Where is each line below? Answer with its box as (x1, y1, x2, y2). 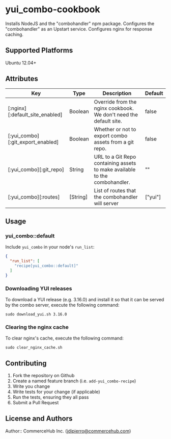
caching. (5, 31, 24, 37)
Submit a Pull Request (12, 400, 59, 406)
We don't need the (94, 111, 138, 118)
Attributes (5, 75, 38, 83)
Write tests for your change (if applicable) (12, 389, 100, 395)
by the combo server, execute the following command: (5, 302, 120, 308)
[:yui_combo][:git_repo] (8, 166, 65, 173)
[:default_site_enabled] (8, 111, 63, 118)
